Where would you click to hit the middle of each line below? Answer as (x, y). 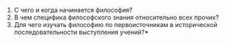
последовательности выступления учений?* (81, 32)
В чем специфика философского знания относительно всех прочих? (117, 17)
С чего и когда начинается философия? (73, 10)
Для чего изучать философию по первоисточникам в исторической (115, 25)
